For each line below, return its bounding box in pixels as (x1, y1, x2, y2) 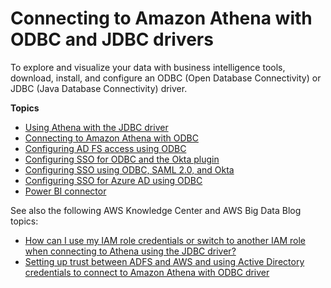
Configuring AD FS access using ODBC (24, 142, 187, 154)
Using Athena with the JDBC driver (24, 121, 169, 133)
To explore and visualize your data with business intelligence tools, (10, 61, 286, 73)
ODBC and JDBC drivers (10, 28, 214, 51)
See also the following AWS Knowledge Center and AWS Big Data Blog (10, 204, 302, 216)
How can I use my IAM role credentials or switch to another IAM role (24, 234, 306, 246)
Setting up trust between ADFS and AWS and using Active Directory (24, 255, 305, 267)
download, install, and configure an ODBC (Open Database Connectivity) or (10, 72, 322, 84)
